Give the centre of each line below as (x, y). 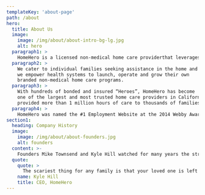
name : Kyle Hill (38, 177)
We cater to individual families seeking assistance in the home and (108, 69)
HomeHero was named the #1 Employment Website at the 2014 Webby (102, 114)
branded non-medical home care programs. (70, 80)
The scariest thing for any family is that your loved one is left (110, 171)
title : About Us (32, 29)
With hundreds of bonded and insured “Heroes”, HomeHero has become (106, 92)
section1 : (19, 120)
